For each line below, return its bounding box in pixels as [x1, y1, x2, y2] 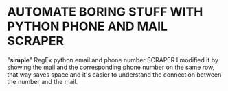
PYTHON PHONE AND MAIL [7, 18, 168, 34]
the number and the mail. [7, 77, 78, 86]
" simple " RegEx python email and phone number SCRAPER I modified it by [7, 55, 218, 64]
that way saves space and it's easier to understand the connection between [7, 70, 222, 79]
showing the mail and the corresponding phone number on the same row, [7, 63, 215, 71]
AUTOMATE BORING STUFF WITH [7, 4, 203, 20]
